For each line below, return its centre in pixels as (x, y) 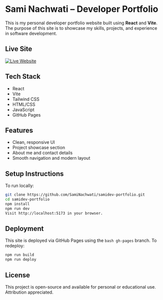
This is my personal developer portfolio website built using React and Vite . (81, 23)
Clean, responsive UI (34, 142)
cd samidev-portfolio (27, 199)
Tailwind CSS (26, 99)
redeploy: (15, 246)
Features (19, 130)
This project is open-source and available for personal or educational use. (81, 287)
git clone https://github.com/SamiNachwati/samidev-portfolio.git (75, 195)
